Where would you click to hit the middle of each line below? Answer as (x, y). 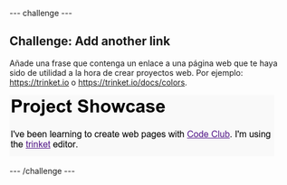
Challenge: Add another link (90, 41)
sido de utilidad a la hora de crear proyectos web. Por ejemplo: (126, 72)
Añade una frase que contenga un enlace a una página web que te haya (143, 63)
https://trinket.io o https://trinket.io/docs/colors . (98, 82)
